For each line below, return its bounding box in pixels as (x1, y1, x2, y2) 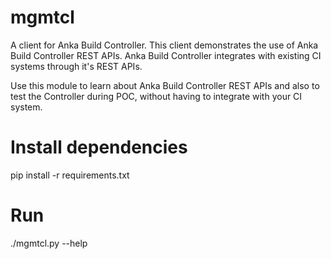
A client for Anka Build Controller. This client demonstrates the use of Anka (10, 39, 319, 51)
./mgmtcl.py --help (10, 237, 88, 249)
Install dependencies (10, 136, 188, 159)
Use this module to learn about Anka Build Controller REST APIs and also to (10, 79, 320, 91)
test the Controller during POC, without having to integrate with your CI (10, 90, 303, 102)
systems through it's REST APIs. (10, 60, 143, 72)
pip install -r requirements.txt (10, 169, 130, 181)
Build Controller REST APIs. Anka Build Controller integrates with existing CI (10, 49, 322, 61)
